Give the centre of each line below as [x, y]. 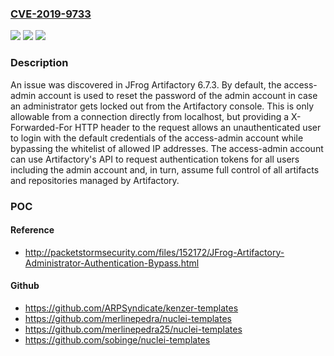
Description [39, 63]
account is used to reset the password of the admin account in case [178, 95]
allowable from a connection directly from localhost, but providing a [150, 116]
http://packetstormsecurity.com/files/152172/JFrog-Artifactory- [154, 252]
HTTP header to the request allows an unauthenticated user [198, 127]
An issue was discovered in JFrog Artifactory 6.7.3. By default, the [146, 84]
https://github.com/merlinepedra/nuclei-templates [128, 318]
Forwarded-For [41, 127]
